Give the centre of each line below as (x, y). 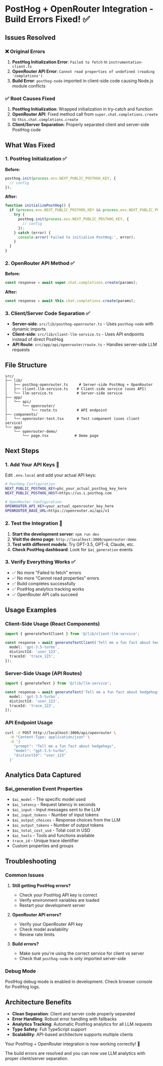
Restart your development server (52, 906)
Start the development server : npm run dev (56, 534)
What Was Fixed (30, 145)
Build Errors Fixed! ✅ (48, 19)
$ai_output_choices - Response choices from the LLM (66, 820)
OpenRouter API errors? (37, 915)
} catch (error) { (32, 233)
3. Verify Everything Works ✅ (41, 562)
